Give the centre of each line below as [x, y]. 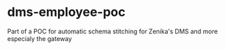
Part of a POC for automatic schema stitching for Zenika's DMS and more [112, 31]
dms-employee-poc [66, 12]
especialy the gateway [39, 38]
